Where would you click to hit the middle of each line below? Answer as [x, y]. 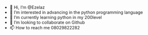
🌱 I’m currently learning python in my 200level [56, 17]
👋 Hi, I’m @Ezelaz [27, 7]
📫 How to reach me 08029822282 [45, 28]
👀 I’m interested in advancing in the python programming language [76, 12]
